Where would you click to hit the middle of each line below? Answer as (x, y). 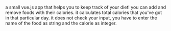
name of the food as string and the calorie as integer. (61, 23)
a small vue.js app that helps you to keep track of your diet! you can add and (86, 7)
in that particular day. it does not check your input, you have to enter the (81, 18)
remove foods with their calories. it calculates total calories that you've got (84, 12)
